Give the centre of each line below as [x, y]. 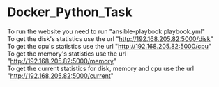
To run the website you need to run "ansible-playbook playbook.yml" [106, 31]
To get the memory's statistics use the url [67, 54]
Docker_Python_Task [70, 12]
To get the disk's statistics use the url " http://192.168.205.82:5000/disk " [111, 38]
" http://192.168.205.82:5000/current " [60, 76]
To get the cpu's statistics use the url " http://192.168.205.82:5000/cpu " [109, 46]
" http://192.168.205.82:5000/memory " [62, 61]
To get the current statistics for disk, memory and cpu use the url [100, 68]
